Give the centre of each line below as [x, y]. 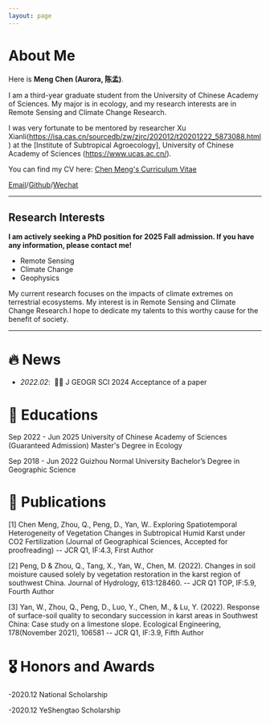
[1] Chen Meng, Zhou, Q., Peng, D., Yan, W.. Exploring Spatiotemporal [123, 525]
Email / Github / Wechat [43, 184]
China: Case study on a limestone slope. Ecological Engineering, [115, 624]
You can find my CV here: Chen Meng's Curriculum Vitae [102, 169]
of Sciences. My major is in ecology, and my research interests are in [123, 103]
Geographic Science [42, 470]
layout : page [30, 16]
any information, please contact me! [70, 246]
